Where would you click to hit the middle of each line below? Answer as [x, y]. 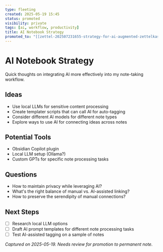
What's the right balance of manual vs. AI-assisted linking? [71, 191]
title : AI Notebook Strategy [34, 32]
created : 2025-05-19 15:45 [32, 14]
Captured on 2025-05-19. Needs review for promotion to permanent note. [79, 244]
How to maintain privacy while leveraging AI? [57, 186]
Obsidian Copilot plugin [35, 149]
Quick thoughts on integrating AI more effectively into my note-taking [74, 74]
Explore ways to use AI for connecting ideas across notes [69, 122]
